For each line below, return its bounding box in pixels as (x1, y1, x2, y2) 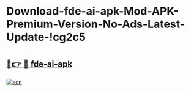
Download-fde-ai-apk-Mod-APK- (6, 4, 179, 18)
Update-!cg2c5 (6, 31, 86, 44)
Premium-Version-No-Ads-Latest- (6, 17, 185, 31)
